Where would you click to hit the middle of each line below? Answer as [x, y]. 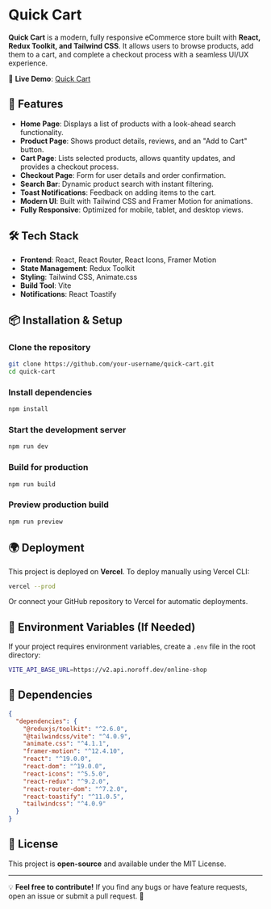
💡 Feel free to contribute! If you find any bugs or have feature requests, [128, 886]
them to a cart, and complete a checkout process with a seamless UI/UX [129, 54]
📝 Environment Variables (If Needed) [102, 627]
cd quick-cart [32, 372]
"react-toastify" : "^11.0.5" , [74, 797]
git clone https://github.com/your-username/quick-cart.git [112, 364]
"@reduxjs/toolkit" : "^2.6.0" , [75, 729]
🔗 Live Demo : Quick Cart [50, 78]
